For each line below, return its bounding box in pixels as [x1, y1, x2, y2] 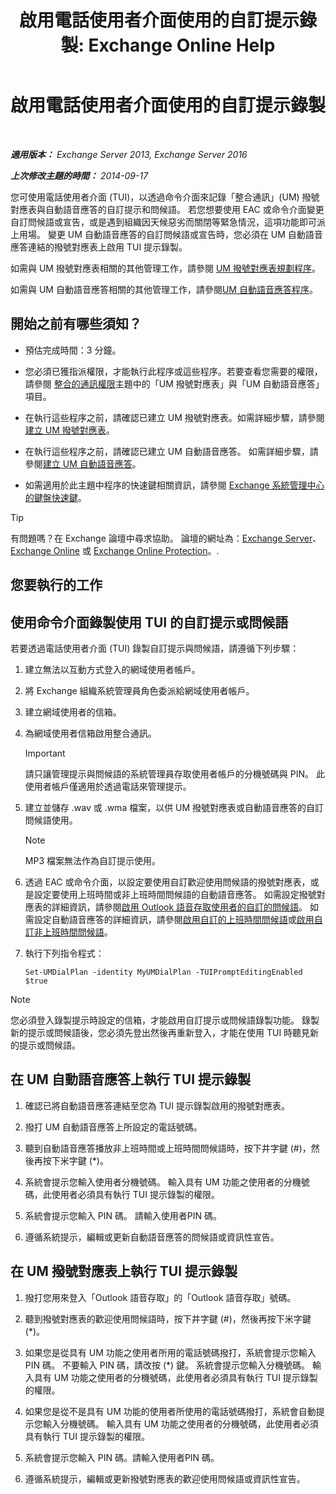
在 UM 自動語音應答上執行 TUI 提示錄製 [10, 1071, 252, 1088]
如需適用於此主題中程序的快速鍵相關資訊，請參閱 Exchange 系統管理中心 [24, 479, 325, 491]
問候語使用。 [24, 814, 78, 826]
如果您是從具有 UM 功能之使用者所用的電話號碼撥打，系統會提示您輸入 [24, 1346, 317, 1358]
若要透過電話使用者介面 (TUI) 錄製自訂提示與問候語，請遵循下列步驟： [10, 642, 300, 654]
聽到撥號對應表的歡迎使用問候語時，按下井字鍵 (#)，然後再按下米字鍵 [24, 1312, 312, 1325]
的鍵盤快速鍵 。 [24, 491, 87, 503]
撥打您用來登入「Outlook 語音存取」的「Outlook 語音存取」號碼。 [24, 1291, 297, 1303]
